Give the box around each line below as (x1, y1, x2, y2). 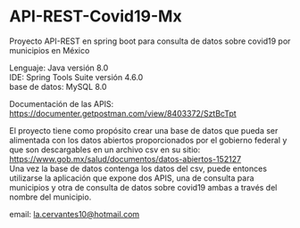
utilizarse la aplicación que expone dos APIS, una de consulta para (9, 172, 254, 183)
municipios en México (9, 45, 90, 55)
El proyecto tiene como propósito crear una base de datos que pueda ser (9, 125, 279, 135)
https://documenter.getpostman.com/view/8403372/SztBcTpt (9, 108, 237, 118)
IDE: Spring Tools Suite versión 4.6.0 (9, 71, 144, 82)
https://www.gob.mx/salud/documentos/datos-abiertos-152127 (9, 153, 242, 164)
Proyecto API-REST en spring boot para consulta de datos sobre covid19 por (9, 36, 291, 46)
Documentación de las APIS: (9, 98, 114, 109)
